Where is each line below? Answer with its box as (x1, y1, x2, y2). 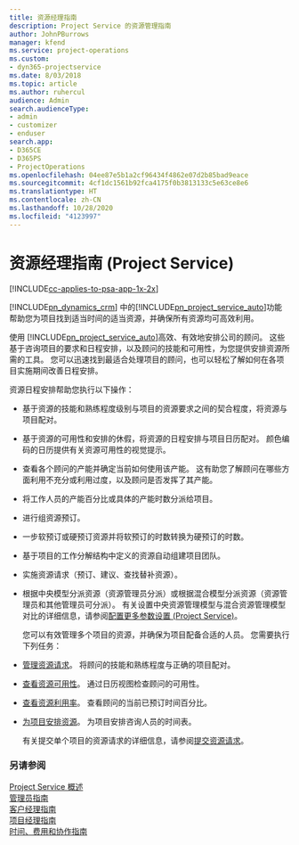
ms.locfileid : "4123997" (9, 211, 101, 221)
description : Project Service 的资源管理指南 (9, 21, 172, 30)
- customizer (9, 121, 58, 130)
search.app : (9, 137, 53, 146)
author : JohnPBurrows (9, 29, 90, 38)
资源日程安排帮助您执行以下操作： (9, 384, 134, 395)
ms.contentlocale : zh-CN (9, 195, 101, 205)
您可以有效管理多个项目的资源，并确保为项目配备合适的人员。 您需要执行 (21, 629, 290, 640)
